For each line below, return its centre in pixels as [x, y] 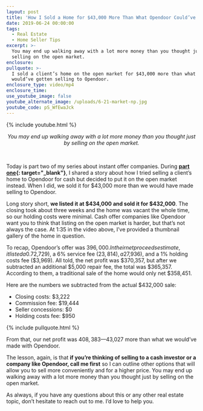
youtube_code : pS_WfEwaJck [40, 107]
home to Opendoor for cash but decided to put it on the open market [92, 179]
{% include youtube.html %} [41, 125]
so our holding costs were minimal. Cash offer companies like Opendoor [96, 216]
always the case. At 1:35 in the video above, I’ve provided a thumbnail [93, 229]
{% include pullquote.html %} [43, 328]
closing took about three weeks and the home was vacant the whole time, [98, 210]
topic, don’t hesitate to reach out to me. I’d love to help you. [80, 401]
